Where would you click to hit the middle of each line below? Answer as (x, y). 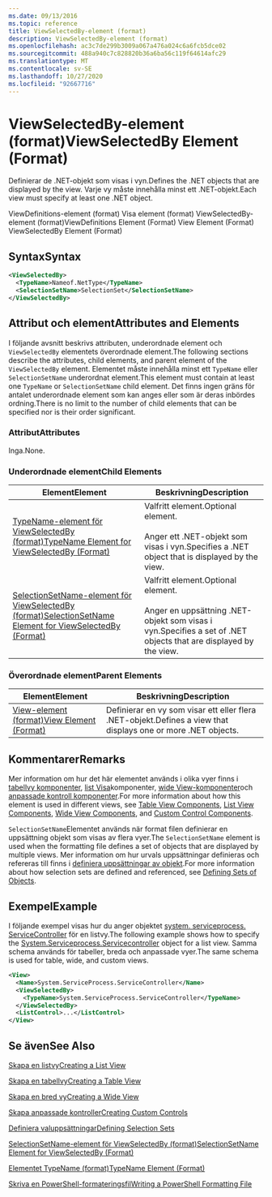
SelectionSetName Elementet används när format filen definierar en (118, 829)
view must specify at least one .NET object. (81, 198)
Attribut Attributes (45, 433)
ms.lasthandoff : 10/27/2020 (56, 76)
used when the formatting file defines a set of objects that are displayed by (134, 846)
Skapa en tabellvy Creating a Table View (75, 1081)
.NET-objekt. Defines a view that (168, 721)
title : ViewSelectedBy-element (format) (78, 31)
